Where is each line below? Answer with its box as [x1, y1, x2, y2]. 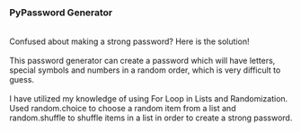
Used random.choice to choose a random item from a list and [9, 103, 236, 114]
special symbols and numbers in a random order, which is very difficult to [9, 65, 281, 75]
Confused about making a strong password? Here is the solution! [9, 36, 250, 47]
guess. [9, 75, 34, 85]
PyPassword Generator [9, 6, 113, 19]
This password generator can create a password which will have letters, [9, 56, 276, 66]
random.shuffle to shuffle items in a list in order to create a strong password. [9, 112, 293, 123]
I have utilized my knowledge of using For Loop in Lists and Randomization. [9, 93, 288, 104]
